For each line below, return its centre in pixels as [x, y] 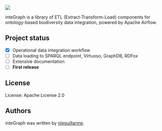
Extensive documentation [38, 61]
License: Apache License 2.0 [35, 95]
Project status [27, 38]
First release [26, 67]
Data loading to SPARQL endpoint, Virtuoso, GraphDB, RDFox [75, 55]
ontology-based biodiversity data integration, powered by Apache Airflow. [81, 22]
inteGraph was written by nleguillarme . [45, 123]
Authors [18, 111]
